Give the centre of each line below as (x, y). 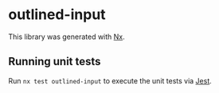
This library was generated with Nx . (66, 37)
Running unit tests (55, 62)
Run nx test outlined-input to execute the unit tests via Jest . (110, 80)
